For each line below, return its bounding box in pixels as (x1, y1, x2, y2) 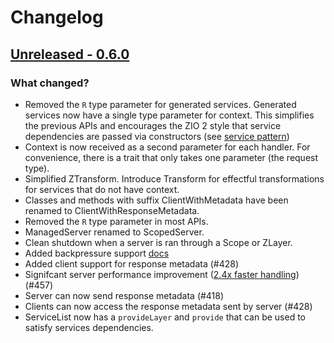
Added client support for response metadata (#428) (24, 257, 240, 270)
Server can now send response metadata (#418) (24, 289, 225, 301)
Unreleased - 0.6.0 (10, 46, 130, 63)
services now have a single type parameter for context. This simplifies (24, 109, 315, 121)
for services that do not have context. (24, 183, 180, 195)
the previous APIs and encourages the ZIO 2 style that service (24, 119, 282, 131)
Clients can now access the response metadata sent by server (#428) (24, 300, 313, 312)
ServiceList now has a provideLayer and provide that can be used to (24, 311, 306, 323)
